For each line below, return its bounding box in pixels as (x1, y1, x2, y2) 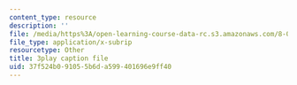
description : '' (9, 21, 69, 30)
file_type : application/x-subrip (9, 37, 133, 47)
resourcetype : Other (9, 46, 86, 55)
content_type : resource (9, 12, 97, 22)
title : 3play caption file (9, 54, 109, 63)
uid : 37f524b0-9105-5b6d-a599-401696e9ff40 (9, 63, 172, 72)
